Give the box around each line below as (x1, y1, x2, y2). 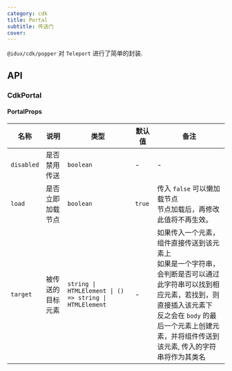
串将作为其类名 (157, 352, 206, 361)
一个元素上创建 (164, 321, 213, 330)
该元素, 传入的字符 (157, 341, 217, 351)
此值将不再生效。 (157, 215, 213, 225)
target (10, 290, 32, 298)
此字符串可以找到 (157, 279, 213, 289)
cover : (7, 29, 26, 37)
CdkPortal (7, 91, 42, 100)
